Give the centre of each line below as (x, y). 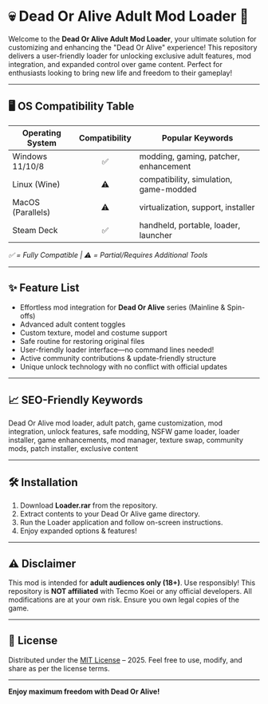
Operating (41, 132)
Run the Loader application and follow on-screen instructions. (121, 523)
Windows (30, 156)
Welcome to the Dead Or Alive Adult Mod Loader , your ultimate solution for (132, 38)
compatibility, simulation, (186, 179)
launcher (156, 235)
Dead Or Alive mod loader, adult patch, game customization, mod (116, 423)
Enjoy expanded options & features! (78, 531)
